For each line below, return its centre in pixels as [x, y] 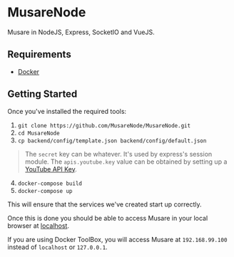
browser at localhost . [39, 226]
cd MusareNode [39, 133]
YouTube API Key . [51, 169]
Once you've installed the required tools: [67, 111]
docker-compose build [50, 183]
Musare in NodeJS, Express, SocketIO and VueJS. [81, 32]
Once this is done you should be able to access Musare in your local [108, 218]
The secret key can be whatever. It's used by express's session [118, 154]
